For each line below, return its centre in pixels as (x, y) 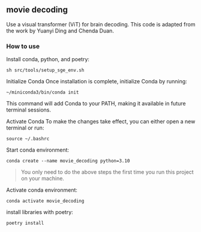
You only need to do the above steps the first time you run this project (107, 172)
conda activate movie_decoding (45, 201)
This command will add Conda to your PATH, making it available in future (96, 104)
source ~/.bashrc (28, 139)
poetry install (25, 223)
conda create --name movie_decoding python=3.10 (68, 161)
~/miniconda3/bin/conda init (43, 92)
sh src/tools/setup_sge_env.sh (45, 70)
